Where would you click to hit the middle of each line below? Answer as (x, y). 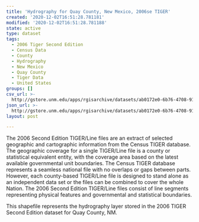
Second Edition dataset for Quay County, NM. (62, 213)
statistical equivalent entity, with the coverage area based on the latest (92, 157)
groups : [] (20, 89)
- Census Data (29, 50)
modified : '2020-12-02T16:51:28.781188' (57, 22)
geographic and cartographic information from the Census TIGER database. (99, 144)
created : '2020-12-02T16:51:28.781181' (55, 17)
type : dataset (24, 34)
